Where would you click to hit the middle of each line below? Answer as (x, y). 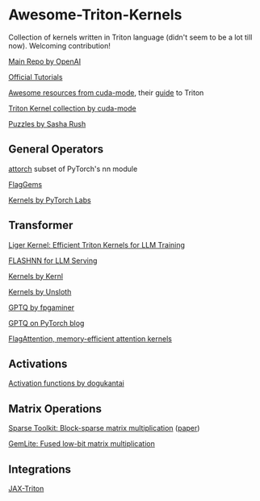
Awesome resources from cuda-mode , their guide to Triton (106, 92)
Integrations (40, 469)
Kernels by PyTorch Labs (50, 200)
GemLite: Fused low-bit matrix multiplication (82, 444)
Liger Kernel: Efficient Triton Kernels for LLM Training (97, 244)
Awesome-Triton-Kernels (95, 15)
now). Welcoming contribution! (59, 45)
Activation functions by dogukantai (67, 383)
